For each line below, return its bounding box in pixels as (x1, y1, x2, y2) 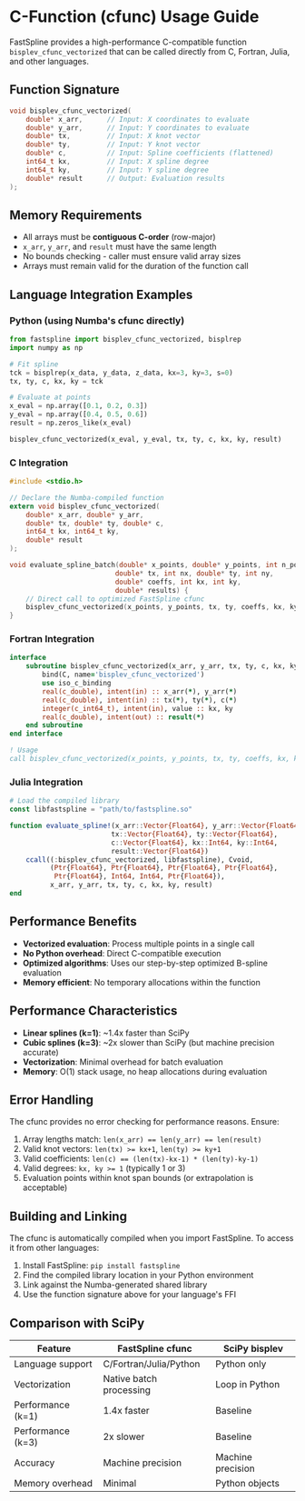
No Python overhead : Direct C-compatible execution (22, 947, 221, 958)
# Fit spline (9, 359, 59, 369)
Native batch (103, 1372, 157, 1385)
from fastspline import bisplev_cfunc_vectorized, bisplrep (9, 335, 242, 344)
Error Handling (9, 1092, 93, 1107)
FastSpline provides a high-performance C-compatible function (9, 36, 247, 47)
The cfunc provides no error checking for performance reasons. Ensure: (9, 1116, 280, 1127)
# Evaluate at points (9, 393, 92, 402)
